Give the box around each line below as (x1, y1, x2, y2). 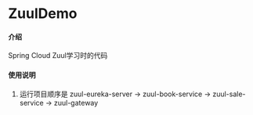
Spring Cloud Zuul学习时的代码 (8, 51, 108, 60)
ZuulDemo (8, 5, 78, 23)
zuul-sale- (212, 89, 246, 99)
